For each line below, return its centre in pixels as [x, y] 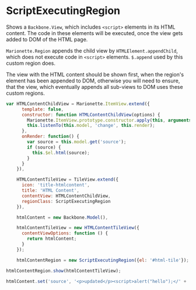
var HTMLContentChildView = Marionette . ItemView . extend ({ [78, 103]
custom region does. [31, 63]
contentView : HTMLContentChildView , [66, 196]
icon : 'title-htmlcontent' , [56, 185]
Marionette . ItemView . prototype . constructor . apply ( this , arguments [109, 120]
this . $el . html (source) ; [61, 153]
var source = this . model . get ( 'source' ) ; [77, 142]
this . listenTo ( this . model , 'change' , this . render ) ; [91, 126]
